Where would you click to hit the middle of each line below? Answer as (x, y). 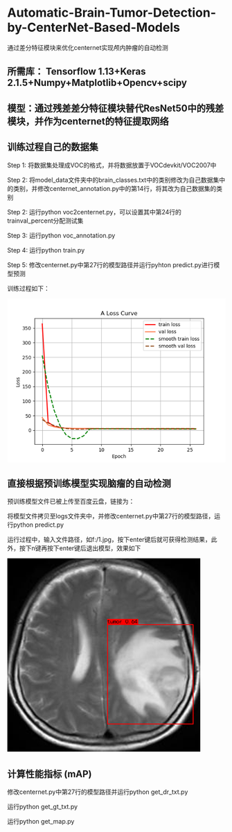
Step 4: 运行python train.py (46, 250)
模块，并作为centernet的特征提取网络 (88, 121)
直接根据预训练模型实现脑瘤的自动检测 (89, 483)
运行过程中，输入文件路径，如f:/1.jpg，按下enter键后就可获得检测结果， (109, 540)
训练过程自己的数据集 (53, 147)
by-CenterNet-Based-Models (93, 27)
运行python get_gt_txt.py (43, 807)
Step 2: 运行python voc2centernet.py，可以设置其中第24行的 (95, 212)
